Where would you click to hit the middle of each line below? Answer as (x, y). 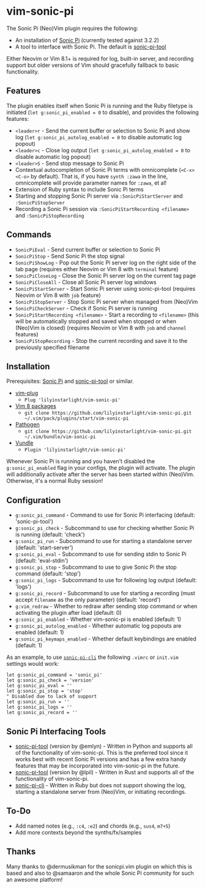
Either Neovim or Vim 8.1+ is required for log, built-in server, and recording (100, 58)
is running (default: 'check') (50, 534)
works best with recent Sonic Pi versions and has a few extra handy (101, 759)
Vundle (24, 443)
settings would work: (33, 664)
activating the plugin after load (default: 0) (68, 613)
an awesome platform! (35, 879)
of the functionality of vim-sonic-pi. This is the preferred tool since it (102, 752)
